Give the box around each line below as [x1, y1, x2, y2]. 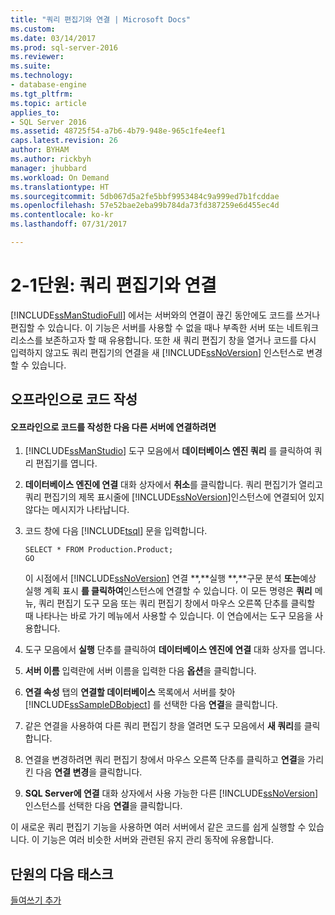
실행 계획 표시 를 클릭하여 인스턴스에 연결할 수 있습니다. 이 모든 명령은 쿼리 [24, 585, 313, 597]
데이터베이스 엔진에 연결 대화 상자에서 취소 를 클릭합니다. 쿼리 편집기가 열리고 [24, 479, 323, 491]
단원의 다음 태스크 [10, 866, 114, 883]
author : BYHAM [10, 145, 70, 155]
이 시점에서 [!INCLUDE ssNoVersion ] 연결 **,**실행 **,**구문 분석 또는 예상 [24, 572, 317, 585]
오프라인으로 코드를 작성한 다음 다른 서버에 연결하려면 [10, 421, 217, 433]
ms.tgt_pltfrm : [10, 89, 74, 99]
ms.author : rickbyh [10, 154, 92, 164]
